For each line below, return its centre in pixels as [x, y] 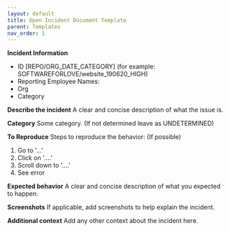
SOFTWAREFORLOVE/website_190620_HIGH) [82, 74]
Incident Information [38, 53]
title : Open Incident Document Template [67, 20]
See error [31, 173]
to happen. [23, 194]
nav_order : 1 [26, 33]
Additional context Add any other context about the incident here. [103, 221]
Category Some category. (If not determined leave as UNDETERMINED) [111, 124]
